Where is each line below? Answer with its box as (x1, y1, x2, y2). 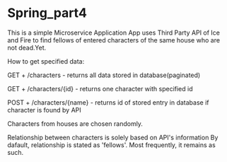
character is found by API (7, 105, 81, 114)
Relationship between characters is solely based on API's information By (7, 133, 219, 141)
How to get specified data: (7, 57, 85, 65)
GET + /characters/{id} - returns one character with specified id (7, 84, 193, 93)
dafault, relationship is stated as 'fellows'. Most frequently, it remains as (7, 140, 216, 149)
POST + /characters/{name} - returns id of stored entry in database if (7, 98, 209, 107)
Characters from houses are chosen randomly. (7, 119, 144, 128)
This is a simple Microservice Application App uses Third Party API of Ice (7, 28, 221, 37)
